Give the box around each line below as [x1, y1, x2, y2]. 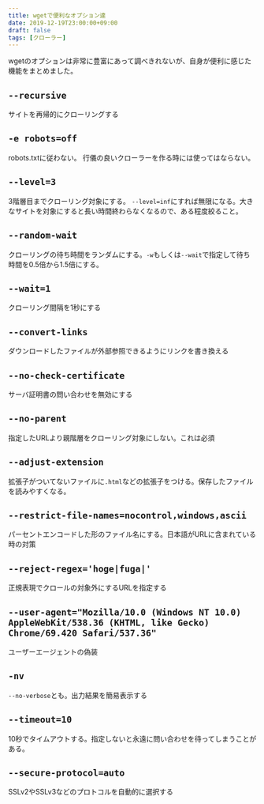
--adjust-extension [8, 456, 104, 468]
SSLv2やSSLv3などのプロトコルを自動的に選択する [8, 787, 173, 797]
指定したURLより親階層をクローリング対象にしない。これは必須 [8, 432, 215, 443]
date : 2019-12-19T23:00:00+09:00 [8, 19, 118, 27]
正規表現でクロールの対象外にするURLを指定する [8, 583, 167, 593]
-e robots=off [8, 133, 77, 145]
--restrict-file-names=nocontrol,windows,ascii [8, 509, 247, 521]
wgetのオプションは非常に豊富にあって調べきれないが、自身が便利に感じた [8, 56, 252, 66]
